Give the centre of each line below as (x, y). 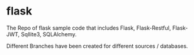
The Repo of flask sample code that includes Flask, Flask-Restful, (89, 28)
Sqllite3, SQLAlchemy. (49, 34)
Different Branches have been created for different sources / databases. (97, 46)
